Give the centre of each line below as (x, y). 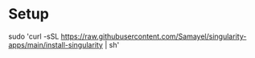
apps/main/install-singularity (56, 44)
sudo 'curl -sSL (34, 36)
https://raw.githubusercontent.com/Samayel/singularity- (154, 36)
